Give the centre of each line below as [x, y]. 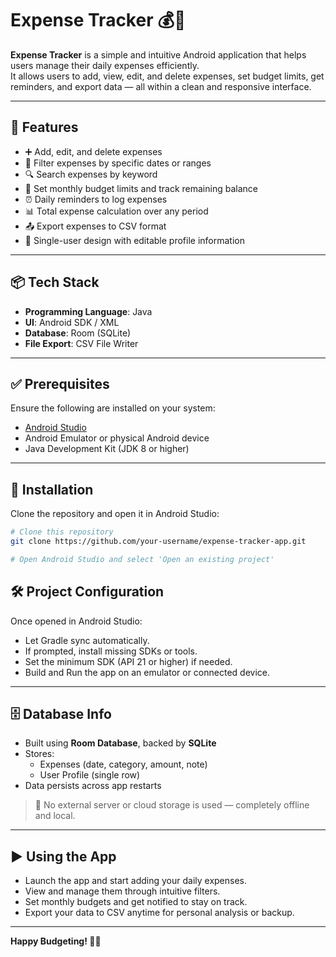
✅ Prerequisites [60, 383]
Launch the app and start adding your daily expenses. [136, 881]
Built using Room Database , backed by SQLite [120, 743]
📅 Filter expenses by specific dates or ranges [118, 163]
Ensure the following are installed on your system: [113, 408]
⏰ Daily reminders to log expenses [96, 199]
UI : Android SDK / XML [72, 322]
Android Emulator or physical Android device [117, 438]
